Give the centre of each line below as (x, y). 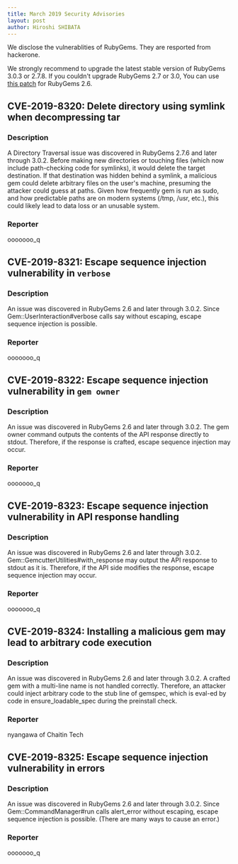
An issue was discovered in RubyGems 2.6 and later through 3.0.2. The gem (118, 427)
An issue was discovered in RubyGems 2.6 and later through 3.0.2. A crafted (119, 678)
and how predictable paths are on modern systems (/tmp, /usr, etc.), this (113, 198)
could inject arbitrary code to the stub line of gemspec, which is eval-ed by (117, 693)
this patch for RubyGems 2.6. (50, 84)
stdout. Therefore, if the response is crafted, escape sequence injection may (119, 442)
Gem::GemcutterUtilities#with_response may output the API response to (112, 560)
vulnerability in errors (56, 768)
